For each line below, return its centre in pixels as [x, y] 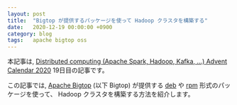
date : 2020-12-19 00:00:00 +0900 [60, 27]
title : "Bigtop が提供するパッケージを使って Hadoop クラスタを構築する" [108, 21]
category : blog [30, 34]
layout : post [27, 14]
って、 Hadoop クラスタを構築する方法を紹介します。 [116, 94]
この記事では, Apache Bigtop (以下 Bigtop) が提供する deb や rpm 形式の [113, 85]
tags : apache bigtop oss [47, 40]
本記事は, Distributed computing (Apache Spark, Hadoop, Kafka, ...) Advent [117, 62]
